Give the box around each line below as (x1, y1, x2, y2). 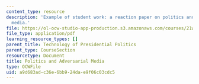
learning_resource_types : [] (6, 36, 78, 42)
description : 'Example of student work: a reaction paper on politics (6, 14, 184, 20)
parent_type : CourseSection (6, 47, 76, 53)
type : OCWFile (6, 63, 41, 70)
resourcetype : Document (6, 53, 65, 59)
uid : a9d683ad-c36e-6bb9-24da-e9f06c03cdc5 (6, 69, 115, 75)
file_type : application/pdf (6, 31, 76, 37)
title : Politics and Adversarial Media (6, 58, 105, 64)
